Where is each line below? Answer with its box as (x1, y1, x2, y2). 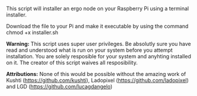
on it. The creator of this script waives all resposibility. (6, 59, 138, 66)
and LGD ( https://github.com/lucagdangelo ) (6, 83, 113, 90)
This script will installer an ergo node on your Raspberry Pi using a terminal (6, 5, 189, 12)
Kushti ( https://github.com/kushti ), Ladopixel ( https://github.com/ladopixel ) (6, 77, 189, 84)
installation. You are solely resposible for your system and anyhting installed (6, 53, 191, 59)
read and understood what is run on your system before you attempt (6, 47, 173, 54)
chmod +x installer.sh (6, 29, 59, 36)
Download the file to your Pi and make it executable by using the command (6, 23, 189, 29)
